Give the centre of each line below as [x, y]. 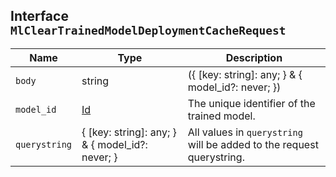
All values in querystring [245, 132]
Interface [39, 16]
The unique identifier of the [251, 103]
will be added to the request [253, 144]
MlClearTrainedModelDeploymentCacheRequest [148, 31]
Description [254, 57]
